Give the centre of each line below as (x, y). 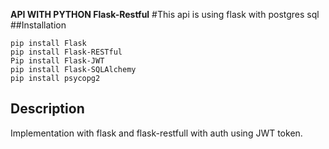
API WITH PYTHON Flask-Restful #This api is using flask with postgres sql (165, 14)
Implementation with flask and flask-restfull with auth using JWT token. (156, 133)
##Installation (38, 25)
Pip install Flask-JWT (57, 61)
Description (47, 109)
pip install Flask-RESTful (66, 52)
